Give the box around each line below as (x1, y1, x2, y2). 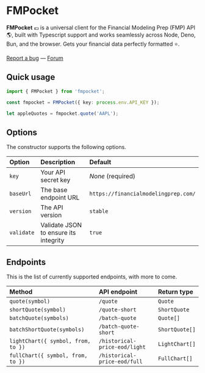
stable (89, 208, 109, 215)
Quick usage (6, 72, 56, 82)
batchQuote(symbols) (9, 315, 69, 321)
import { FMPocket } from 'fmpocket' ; (6, 88, 105, 95)
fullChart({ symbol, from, (9, 352, 88, 359)
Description (40, 158, 75, 167)
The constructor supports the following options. (6, 143, 126, 151)
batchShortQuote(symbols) (9, 326, 85, 333)
